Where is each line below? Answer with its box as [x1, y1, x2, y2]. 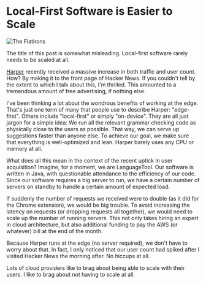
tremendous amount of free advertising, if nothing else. [6, 87, 146, 94]
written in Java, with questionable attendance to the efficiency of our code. [6, 170, 196, 177]
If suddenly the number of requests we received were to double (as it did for [6, 194, 199, 202]
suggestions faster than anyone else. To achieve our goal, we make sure [6, 132, 189, 139]
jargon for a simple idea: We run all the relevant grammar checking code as [6, 118, 196, 126]
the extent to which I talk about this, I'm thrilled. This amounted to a [6, 81, 177, 88]
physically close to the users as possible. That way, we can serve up [6, 125, 180, 132]
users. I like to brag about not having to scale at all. [6, 271, 135, 278]
